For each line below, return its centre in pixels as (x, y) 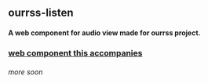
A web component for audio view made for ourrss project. (104, 32)
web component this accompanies (75, 52)
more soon (26, 72)
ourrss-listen (41, 13)
